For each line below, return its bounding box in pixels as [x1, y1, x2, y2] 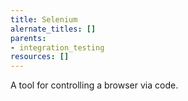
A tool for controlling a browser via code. [10, 79, 179, 91]
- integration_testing [10, 42, 105, 53]
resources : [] [10, 52, 70, 62]
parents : [10, 33, 47, 43]
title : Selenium [10, 14, 78, 25]
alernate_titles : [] [10, 24, 97, 34]
